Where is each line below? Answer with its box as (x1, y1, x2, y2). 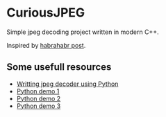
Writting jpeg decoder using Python (16, 80, 119, 88)
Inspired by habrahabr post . (6, 41, 86, 49)
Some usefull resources (6, 61, 112, 73)
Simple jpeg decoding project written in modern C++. (6, 28, 159, 36)
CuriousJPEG (6, 5, 85, 21)
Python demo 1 (16, 87, 60, 95)
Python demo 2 (16, 94, 61, 102)
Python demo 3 (16, 102, 61, 110)
